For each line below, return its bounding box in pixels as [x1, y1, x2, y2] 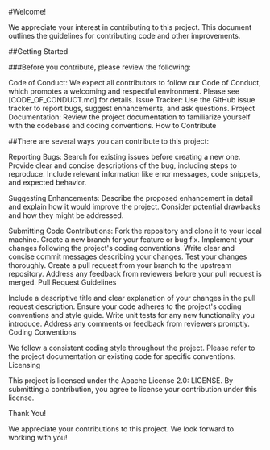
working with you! [8, 433, 68, 442]
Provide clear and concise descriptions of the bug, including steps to [8, 160, 238, 170]
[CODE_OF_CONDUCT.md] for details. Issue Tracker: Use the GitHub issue [8, 95, 255, 104]
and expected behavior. [8, 177, 87, 187]
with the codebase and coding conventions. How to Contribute [8, 121, 217, 130]
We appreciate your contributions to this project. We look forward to [8, 424, 235, 434]
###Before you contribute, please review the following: [8, 62, 191, 72]
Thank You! [8, 409, 47, 418]
